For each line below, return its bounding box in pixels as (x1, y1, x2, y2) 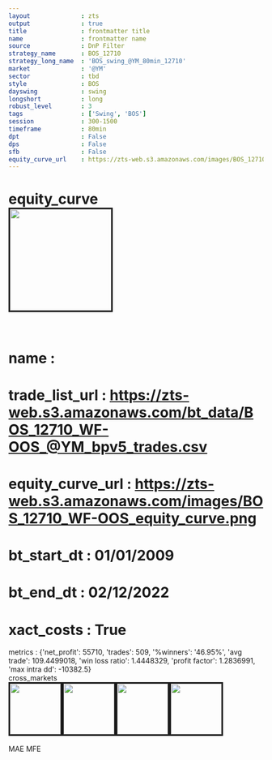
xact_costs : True (8, 620, 127, 639)
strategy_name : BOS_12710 (8, 49, 121, 58)
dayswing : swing (8, 87, 107, 96)
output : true (8, 19, 104, 28)
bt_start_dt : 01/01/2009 (8, 547, 175, 565)
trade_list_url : (8, 386, 107, 404)
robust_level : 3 (8, 102, 92, 110)
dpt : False (8, 132, 107, 140)
